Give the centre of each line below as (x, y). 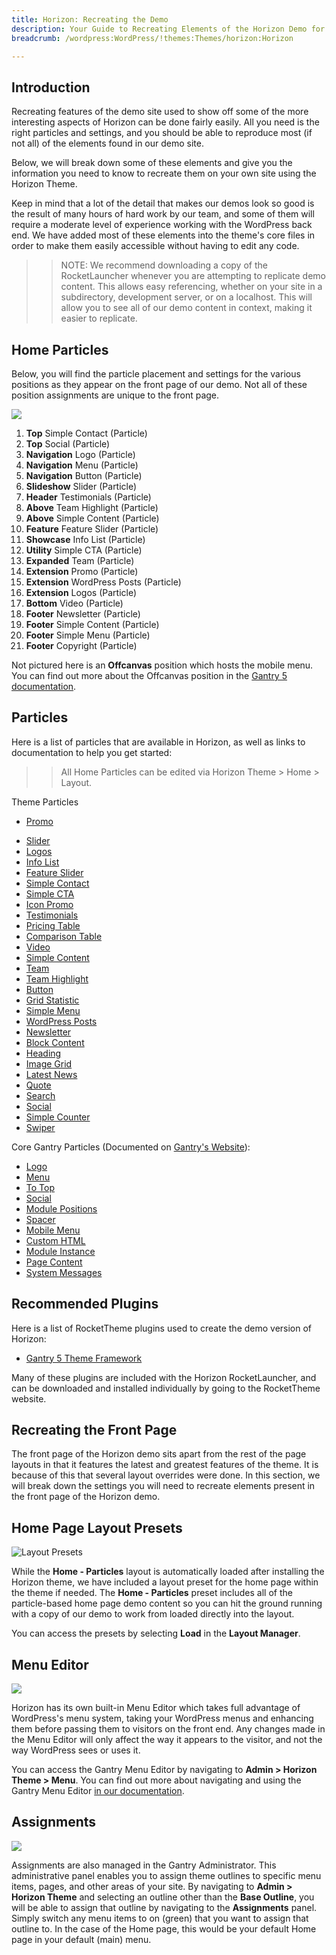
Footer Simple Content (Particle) (92, 624)
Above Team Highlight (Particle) (92, 507)
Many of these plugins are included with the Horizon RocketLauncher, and (164, 1377)
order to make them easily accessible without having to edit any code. (155, 246)
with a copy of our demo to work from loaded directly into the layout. (153, 1614)
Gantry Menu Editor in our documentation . (98, 1791)
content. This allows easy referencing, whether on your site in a (191, 287)
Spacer (40, 1219)
